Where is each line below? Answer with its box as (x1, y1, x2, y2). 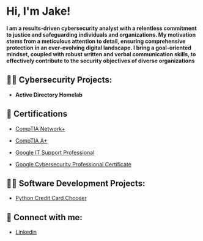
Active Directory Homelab (15, 91, 83, 98)
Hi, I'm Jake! (6, 4, 71, 18)
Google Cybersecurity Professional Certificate (15, 160, 131, 168)
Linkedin (15, 228, 37, 236)
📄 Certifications (6, 109, 68, 119)
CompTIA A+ (15, 136, 48, 144)
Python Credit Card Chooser (15, 195, 87, 202)
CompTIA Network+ (15, 125, 65, 132)
